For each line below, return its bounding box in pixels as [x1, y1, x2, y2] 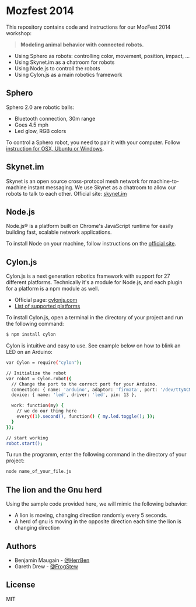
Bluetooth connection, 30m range [14, 115, 96, 122]
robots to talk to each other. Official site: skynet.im [6, 190, 127, 197]
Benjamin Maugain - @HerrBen [14, 557, 90, 564]
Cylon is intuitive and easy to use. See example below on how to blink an [6, 342, 181, 349]
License [6, 580, 36, 590]
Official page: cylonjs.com [14, 296, 78, 303]
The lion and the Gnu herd [6, 485, 102, 495]
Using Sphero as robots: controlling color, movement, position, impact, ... [14, 52, 190, 59]
